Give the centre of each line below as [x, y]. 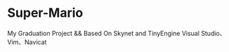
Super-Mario [45, 13]
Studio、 [214, 33]
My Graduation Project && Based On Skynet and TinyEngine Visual [104, 33]
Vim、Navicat [27, 42]
